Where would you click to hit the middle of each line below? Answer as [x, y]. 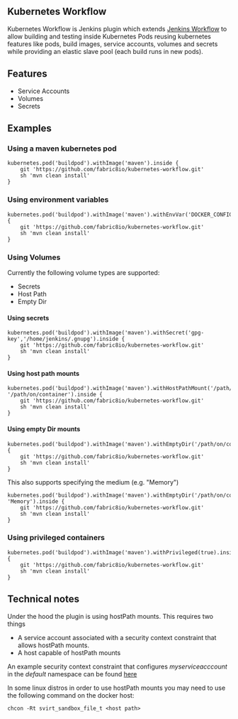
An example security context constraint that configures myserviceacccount [118, 666]
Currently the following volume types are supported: [84, 272]
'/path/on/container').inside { [55, 395]
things [17, 624]
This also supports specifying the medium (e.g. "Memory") [93, 482]
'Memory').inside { [36, 501]
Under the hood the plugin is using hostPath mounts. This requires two [110, 616]
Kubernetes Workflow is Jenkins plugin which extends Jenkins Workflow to [117, 28]
